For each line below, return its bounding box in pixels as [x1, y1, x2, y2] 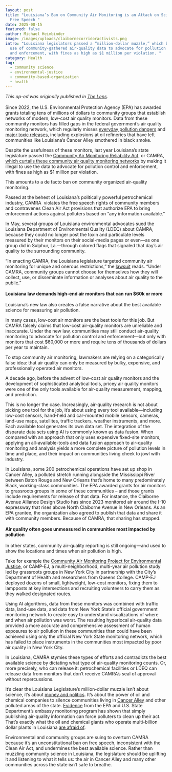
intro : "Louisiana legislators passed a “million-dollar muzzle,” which [5, 41, 164, 46]
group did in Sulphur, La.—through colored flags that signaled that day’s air [5, 242, 164, 248]
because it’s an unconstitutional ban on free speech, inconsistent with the [5, 740, 161, 746]
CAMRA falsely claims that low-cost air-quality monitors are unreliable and [5, 322, 162, 328]
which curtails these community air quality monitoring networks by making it [5, 158, 166, 164]
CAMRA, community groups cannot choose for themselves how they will [5, 268, 158, 275]
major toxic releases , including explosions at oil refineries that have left [5, 132, 155, 138]
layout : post [5, 7, 33, 13]
